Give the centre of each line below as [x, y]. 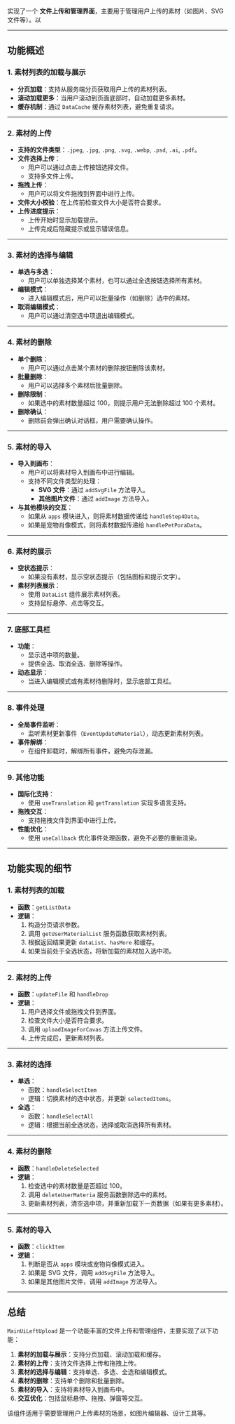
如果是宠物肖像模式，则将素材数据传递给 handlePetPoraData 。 [117, 525]
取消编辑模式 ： [39, 307]
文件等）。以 [24, 20]
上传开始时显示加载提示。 [65, 220]
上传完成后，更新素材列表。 [68, 1038]
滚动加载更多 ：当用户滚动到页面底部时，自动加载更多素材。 [103, 98]
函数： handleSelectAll [60, 1116]
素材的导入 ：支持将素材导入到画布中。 [72, 1389]
